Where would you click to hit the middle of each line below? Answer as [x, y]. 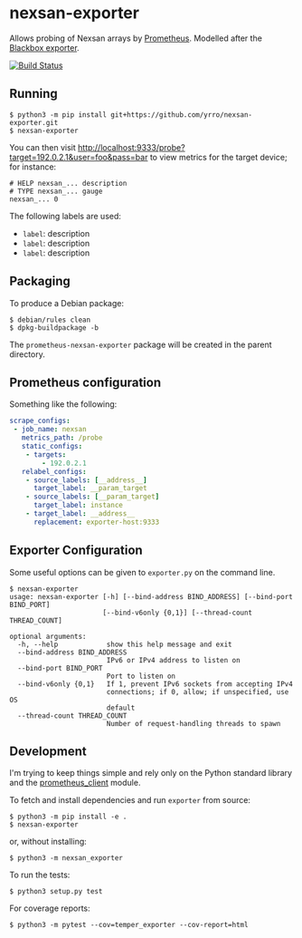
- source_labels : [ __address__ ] [86, 480]
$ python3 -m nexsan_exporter [66, 858]
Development [48, 751]
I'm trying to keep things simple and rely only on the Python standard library [151, 773]
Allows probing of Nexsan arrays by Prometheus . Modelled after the [136, 38]
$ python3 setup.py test [56, 892]
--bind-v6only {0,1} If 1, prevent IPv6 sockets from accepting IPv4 [156, 684]
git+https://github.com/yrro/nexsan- [181, 115]
